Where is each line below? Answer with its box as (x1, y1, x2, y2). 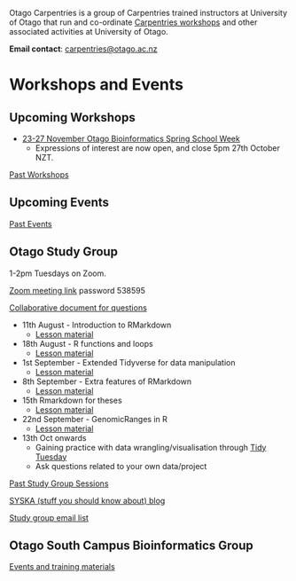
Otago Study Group (9, 244, 118, 260)
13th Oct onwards (21, 432, 87, 443)
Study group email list (9, 512, 89, 522)
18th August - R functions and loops (21, 338, 153, 349)
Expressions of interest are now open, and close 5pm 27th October (35, 143, 281, 153)
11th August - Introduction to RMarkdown (21, 319, 172, 330)
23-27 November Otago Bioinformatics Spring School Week (21, 133, 241, 144)
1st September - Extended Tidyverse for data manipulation (21, 357, 236, 367)
